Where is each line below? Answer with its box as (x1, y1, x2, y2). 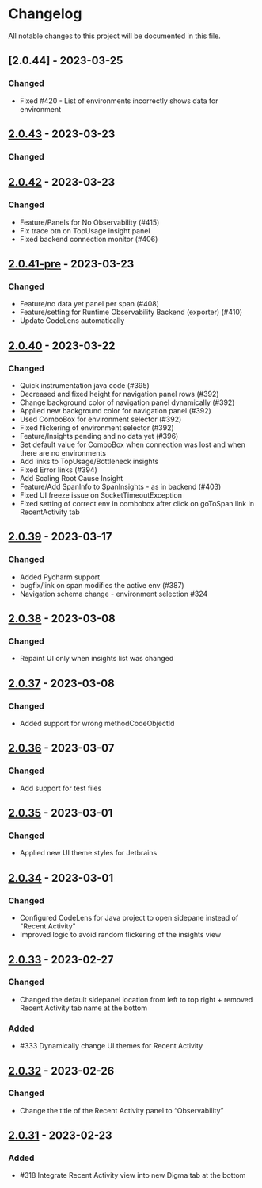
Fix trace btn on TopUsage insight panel (19, 225, 150, 235)
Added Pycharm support (19, 572, 101, 582)
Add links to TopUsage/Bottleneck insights (19, 457, 159, 466)
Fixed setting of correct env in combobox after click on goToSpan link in (19, 499, 255, 508)
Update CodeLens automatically (19, 316, 125, 325)
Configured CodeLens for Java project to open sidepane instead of (19, 913, 239, 923)
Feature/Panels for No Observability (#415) (19, 217, 160, 227)
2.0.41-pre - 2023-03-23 (8, 257, 135, 271)
